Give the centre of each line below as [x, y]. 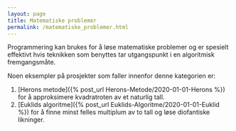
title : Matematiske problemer [52, 21]
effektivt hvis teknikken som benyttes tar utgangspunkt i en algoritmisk [111, 55]
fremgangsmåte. [32, 62]
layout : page [27, 14]
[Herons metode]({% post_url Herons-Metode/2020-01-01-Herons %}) [121, 90]
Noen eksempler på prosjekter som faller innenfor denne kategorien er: [112, 76]
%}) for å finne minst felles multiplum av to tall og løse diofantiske [114, 112]
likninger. [31, 120]
